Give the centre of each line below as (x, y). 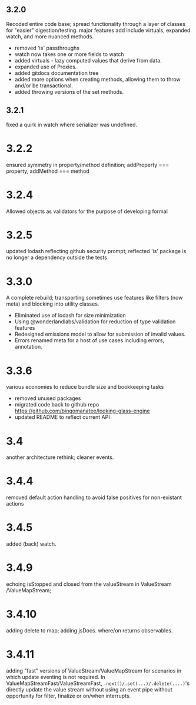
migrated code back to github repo (57, 405)
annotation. (28, 347)
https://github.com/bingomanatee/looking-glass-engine (82, 411)
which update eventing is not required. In (56, 677)
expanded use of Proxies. (46, 67)
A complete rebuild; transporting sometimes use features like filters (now (94, 298)
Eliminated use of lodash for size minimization (70, 316)
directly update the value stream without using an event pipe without (89, 689)
